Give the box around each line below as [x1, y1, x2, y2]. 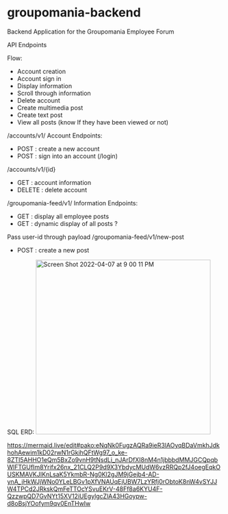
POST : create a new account [16, 144, 100, 153]
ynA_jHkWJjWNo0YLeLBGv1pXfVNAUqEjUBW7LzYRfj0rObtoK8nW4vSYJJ [7, 477, 218, 485]
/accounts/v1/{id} [7, 165, 56, 173]
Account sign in [16, 74, 62, 83]
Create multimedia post [16, 103, 84, 112]
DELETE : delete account [16, 185, 88, 194]
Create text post [16, 111, 63, 119]
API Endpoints [7, 40, 47, 49]
